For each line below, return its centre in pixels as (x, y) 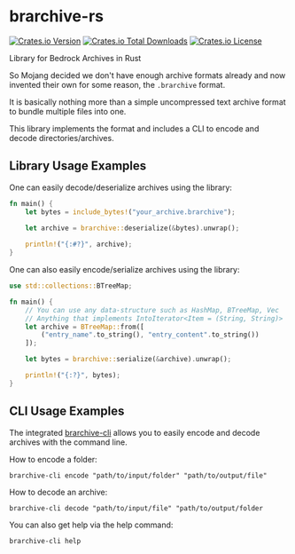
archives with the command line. (69, 442)
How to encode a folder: (53, 459)
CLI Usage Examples (67, 412)
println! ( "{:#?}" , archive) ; (79, 245)
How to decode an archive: (58, 492)
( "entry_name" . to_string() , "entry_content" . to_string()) (150, 335)
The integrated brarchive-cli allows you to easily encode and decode (135, 432)
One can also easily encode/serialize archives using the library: (125, 269)
